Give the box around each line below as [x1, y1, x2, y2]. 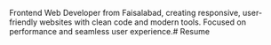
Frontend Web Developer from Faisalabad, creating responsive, [9, 8, 242, 18]
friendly [9, 17, 38, 27]
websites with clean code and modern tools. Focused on [39, 17, 247, 27]
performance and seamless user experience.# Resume [9, 26, 211, 36]
